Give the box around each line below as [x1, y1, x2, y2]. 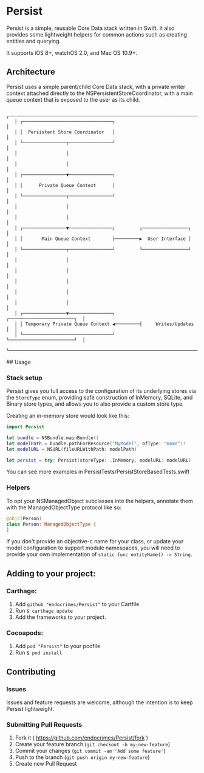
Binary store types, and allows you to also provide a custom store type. [6, 400, 184, 408]
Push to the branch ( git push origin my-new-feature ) [15, 754, 150, 761]
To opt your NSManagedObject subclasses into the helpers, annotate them [6, 497, 193, 504]
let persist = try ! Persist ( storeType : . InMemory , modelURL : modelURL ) [6, 457, 192, 464]
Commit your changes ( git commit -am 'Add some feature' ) [15, 747, 166, 755]
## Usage [6, 358, 32, 365]
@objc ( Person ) [6, 515, 42, 521]
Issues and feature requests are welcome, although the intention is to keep [6, 699, 193, 706]
